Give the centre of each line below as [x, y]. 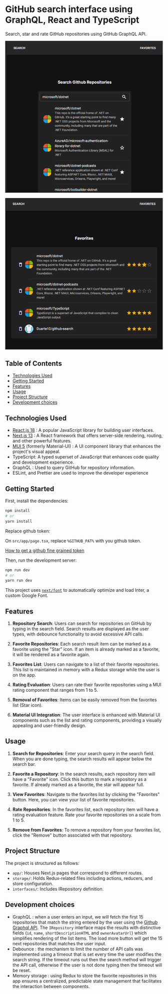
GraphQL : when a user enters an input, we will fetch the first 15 [78, 917]
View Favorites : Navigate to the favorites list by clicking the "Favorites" [86, 794]
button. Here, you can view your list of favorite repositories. [73, 799]
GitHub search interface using [69, 9]
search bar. [24, 764]
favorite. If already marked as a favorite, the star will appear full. [78, 784]
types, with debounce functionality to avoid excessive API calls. [78, 634]
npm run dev [17, 570]
